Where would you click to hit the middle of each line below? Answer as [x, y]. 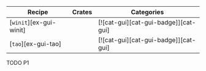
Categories [147, 12]
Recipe [38, 12]
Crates [82, 12]
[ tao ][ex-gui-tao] [36, 44]
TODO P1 [18, 63]
